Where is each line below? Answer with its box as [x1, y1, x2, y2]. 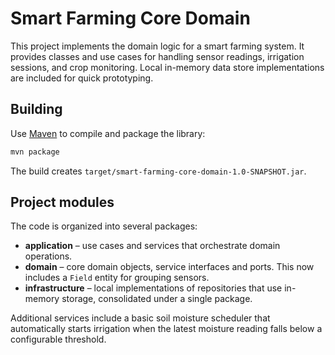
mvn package [10, 147, 60, 157]
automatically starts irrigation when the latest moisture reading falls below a [10, 323, 323, 335]
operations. [24, 250, 73, 262]
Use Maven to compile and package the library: [10, 127, 206, 139]
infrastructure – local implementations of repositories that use [24, 282, 283, 294]
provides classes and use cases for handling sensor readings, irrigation [10, 50, 305, 62]
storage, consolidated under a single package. [61, 293, 253, 305]
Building [10, 101, 63, 118]
